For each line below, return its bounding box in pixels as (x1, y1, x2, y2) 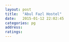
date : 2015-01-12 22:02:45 (5, 16, 64, 21)
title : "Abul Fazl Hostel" (5, 12, 62, 16)
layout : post (5, 7, 32, 12)
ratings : (5, 29, 23, 34)
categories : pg (5, 20, 36, 26)
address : (5, 25, 23, 30)
